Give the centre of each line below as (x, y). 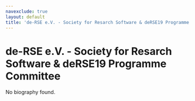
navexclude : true (27, 11)
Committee (33, 76)
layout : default (25, 17)
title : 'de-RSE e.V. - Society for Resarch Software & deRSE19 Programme (97, 22)
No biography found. (30, 92)
